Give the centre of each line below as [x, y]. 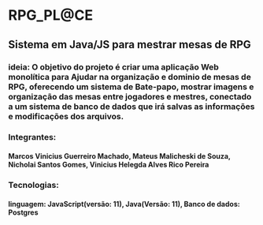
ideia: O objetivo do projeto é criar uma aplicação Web [113, 67]
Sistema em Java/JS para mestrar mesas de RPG [130, 45]
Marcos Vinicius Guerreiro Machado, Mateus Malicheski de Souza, [119, 156]
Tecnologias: [33, 185]
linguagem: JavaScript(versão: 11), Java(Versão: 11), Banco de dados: [124, 204]
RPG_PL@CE [50, 15]
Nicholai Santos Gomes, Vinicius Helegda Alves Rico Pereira [109, 165]
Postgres [23, 212]
